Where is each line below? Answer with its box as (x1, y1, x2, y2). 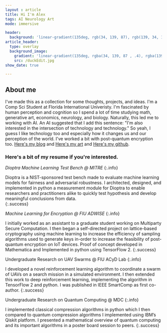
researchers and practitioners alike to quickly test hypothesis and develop (5, 190, 157, 196)
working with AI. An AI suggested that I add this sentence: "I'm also (5, 120, 143, 126)
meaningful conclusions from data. (5, 195, 77, 202)
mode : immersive (5, 21, 39, 26)
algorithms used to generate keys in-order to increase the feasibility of (5, 236, 150, 242)
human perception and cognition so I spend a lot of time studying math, (5, 109, 152, 115)
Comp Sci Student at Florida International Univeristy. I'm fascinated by (5, 104, 149, 110)
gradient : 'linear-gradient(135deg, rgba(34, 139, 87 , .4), (14, 53, 143, 58)
